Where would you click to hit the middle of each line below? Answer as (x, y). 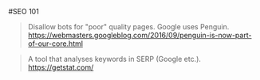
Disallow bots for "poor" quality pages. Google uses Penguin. (128, 27)
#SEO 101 (24, 11)
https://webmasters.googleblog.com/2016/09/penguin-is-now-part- (140, 35)
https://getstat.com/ (61, 67)
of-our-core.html (55, 44)
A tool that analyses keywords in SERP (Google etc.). (114, 59)
